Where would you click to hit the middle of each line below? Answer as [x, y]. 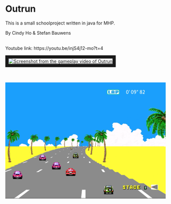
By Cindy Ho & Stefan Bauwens [38, 33]
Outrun [21, 9]
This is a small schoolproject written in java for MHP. [60, 23]
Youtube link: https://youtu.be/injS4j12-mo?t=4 [54, 48]
